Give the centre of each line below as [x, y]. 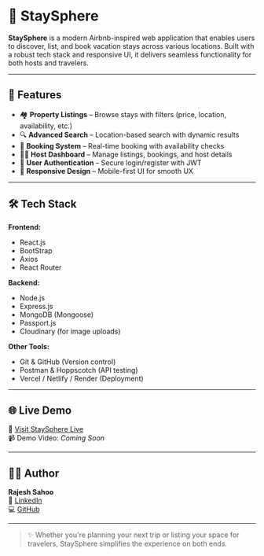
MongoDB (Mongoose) [57, 315]
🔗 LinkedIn [25, 501]
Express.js [36, 306]
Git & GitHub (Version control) [68, 362]
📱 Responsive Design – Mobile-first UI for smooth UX [106, 171]
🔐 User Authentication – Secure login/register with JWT [110, 162]
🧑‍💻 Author [34, 473]
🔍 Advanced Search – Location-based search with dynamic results [129, 134]
